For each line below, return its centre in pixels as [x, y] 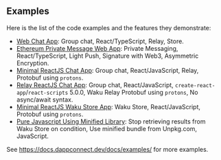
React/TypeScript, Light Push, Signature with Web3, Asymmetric [107, 56]
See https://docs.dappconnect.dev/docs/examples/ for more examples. [107, 149]
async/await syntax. [45, 100]
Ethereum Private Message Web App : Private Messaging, [97, 48]
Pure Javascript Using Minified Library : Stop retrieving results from [111, 121]
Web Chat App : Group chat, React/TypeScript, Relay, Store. [100, 41]
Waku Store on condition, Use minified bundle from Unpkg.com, [106, 128]
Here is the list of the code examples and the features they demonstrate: [109, 27]
